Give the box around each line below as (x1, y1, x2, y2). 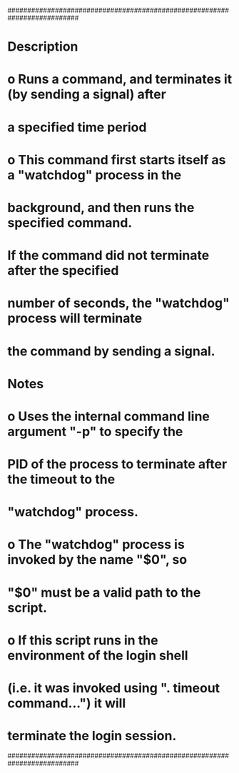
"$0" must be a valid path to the (7, 585, 201, 600)
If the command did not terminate (7, 248, 210, 263)
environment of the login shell (7, 647, 188, 663)
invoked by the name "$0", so (7, 552, 188, 568)
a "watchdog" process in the (7, 167, 182, 183)
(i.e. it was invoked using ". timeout (7, 680, 220, 696)
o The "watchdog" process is (7, 537, 185, 552)
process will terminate (7, 310, 143, 327)
